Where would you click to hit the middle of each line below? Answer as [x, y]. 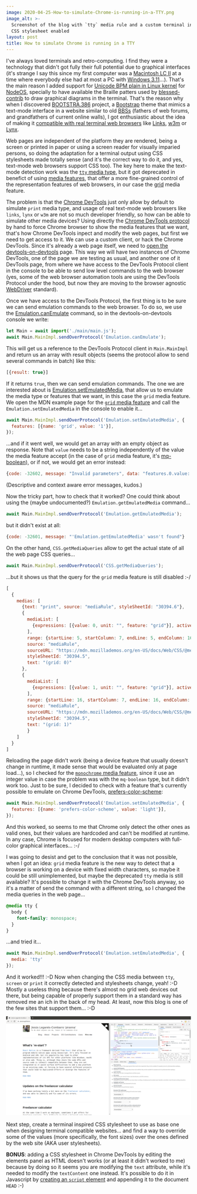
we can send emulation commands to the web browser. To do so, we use [94, 307]
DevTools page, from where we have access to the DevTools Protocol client [97, 264]
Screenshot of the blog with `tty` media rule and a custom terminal [98, 25]
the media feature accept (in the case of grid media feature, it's [83, 456]
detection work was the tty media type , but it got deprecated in [98, 172]
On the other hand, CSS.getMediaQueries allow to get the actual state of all [95, 548]
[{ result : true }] [27, 372]
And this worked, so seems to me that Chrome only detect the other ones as [98, 827]
